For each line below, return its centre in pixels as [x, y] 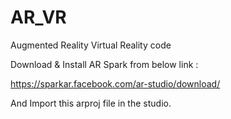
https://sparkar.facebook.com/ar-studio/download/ [115, 83]
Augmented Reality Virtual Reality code [91, 45]
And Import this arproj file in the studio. [91, 103]
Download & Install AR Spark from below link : [104, 64]
